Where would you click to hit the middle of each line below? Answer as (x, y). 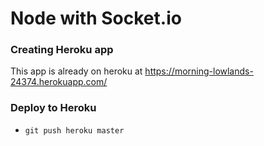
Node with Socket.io (96, 18)
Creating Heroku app (62, 50)
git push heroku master (74, 130)
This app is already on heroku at (76, 71)
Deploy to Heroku (53, 108)
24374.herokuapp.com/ (59, 82)
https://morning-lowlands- (199, 71)
